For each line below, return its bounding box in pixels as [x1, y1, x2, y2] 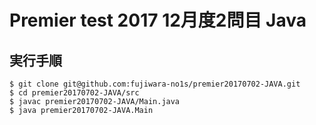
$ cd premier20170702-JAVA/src [9, 88, 140, 98]
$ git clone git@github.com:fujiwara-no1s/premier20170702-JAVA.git [9, 79, 301, 89]
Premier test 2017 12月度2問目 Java [9, 9, 307, 32]
